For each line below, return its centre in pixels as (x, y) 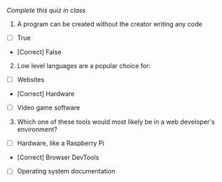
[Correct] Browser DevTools (58, 157)
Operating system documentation (66, 171)
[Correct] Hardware (46, 94)
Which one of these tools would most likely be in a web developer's (116, 122)
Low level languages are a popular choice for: (84, 66)
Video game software (48, 108)
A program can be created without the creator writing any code (110, 24)
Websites (31, 80)
